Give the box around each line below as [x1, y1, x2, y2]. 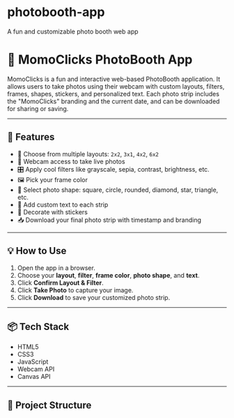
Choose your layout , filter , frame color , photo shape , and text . [17, 271, 200, 279]
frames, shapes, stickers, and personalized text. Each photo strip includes [7, 89, 219, 98]
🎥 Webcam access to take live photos [17, 157, 125, 165]
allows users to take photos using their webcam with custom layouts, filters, [7, 82, 225, 91]
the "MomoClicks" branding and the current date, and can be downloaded [7, 97, 220, 105]
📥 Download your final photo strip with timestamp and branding [17, 216, 202, 224]
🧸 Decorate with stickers [17, 207, 88, 216]
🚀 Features [7, 131, 55, 143]
